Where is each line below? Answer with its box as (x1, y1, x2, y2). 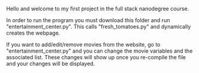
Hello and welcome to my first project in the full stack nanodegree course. (6, 5, 189, 12)
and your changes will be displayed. (6, 60, 95, 67)
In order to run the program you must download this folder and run (6, 17, 170, 23)
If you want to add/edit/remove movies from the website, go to (6, 41, 161, 48)
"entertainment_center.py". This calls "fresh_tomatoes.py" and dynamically (6, 23, 191, 30)
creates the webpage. (6, 29, 61, 36)
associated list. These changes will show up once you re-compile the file (6, 54, 186, 60)
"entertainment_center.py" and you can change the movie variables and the (6, 47, 193, 54)
